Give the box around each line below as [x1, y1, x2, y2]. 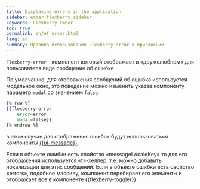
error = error [17, 111, 47, 117]
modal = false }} [17, 116, 52, 122]
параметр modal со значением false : [6, 89, 100, 96]
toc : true [6, 25, 31, 31]
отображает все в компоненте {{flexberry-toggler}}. [6, 176, 139, 183]
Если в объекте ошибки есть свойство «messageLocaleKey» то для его [6, 151, 187, 158]
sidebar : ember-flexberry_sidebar [6, 14, 93, 20]
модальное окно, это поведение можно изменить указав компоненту [6, 82, 185, 89]
